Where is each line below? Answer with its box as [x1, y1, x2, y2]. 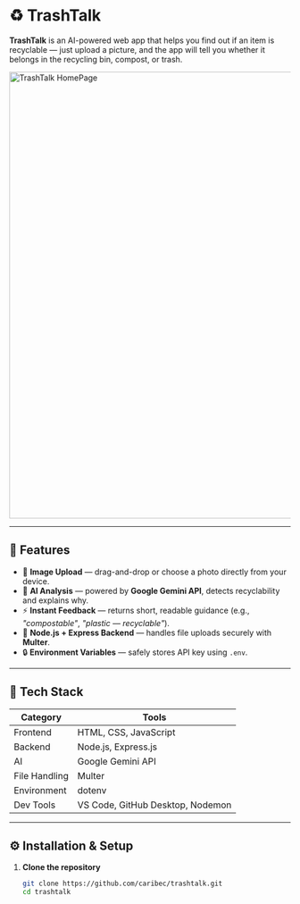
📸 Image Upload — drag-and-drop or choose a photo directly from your [21, 566, 287, 577]
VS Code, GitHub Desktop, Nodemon [77, 799, 232, 811]
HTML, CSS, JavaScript [77, 725, 176, 738]
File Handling [13, 769, 69, 782]
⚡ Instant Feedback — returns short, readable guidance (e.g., [21, 605, 250, 615]
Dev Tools [13, 799, 56, 811]
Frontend [13, 725, 52, 738]
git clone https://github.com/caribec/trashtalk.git [21, 879, 223, 889]
